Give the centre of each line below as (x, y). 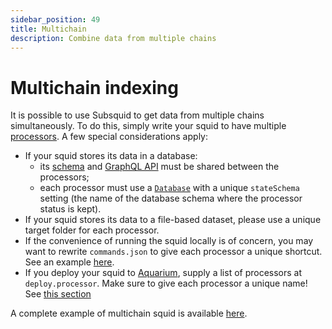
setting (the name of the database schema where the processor (171, 198)
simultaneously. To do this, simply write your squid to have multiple (148, 126)
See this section (58, 294)
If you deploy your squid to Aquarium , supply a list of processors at (163, 273)
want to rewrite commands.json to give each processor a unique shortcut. (173, 252)
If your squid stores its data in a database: (111, 156)
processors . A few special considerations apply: (109, 137)
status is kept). (70, 209)
